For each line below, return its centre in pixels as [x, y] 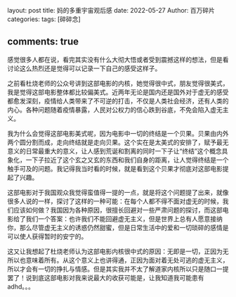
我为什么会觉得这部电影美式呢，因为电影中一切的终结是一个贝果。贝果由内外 [118, 133]
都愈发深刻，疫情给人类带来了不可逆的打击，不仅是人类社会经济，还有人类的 [118, 101]
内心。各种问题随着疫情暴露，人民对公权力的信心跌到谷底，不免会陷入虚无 [115, 109]
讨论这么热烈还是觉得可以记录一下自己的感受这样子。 [84, 68]
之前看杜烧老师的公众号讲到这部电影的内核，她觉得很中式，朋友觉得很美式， [118, 83]
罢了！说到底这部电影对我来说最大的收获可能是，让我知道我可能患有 [106, 277]
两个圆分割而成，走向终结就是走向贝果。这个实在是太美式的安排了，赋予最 [115, 142]
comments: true [43, 42]
